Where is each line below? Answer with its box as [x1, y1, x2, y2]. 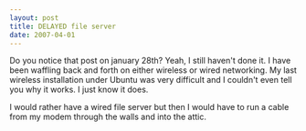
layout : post [9, 13, 59, 23]
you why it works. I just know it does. [9, 84, 149, 96]
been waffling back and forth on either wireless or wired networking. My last [9, 65, 297, 76]
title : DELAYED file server [9, 22, 117, 31]
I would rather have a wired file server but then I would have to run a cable [9, 102, 290, 113]
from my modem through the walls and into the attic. [9, 111, 207, 123]
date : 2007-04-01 [9, 30, 76, 39]
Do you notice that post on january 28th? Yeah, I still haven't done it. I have [9, 55, 291, 66]
